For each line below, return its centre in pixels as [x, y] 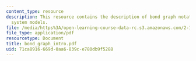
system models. [30, 22]
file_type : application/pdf [40, 33]
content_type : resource [35, 11]
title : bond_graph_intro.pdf [41, 44]
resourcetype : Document [35, 38]
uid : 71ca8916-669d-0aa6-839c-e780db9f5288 [60, 49]
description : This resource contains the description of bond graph [91, 17]
